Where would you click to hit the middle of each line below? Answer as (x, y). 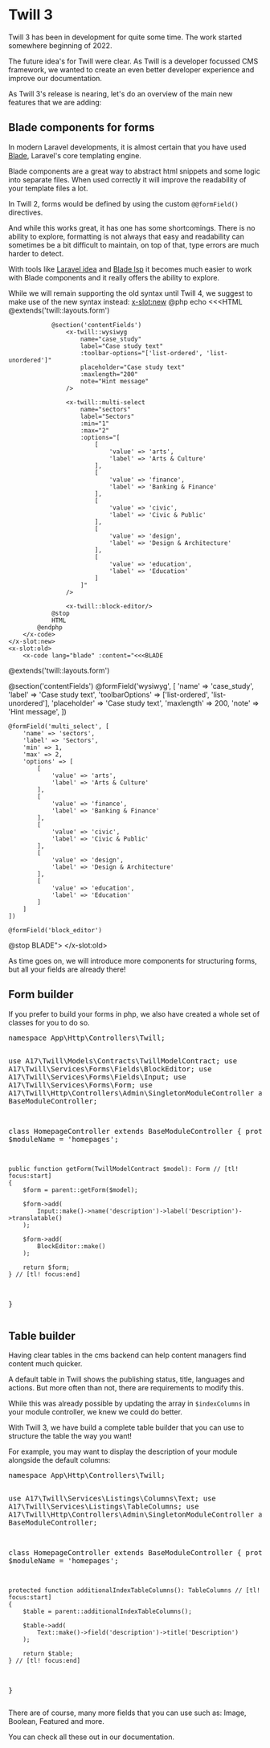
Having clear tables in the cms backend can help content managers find (127, 1355)
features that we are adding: (55, 102)
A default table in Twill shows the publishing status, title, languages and (127, 1379)
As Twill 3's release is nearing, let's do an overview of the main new (121, 93)
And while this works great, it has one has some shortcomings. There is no (132, 227)
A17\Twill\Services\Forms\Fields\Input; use (98, 1077)
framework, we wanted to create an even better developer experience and (131, 69)
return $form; (46, 1267)
